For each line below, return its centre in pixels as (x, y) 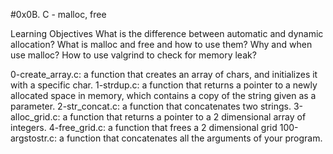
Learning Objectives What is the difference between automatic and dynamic (167, 33)
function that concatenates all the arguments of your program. (194, 138)
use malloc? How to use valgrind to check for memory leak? (133, 55)
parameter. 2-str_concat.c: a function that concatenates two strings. (151, 106)
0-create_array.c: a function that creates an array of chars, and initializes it (164, 74)
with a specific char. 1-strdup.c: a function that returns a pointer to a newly (164, 85)
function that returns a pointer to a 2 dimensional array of (188, 117)
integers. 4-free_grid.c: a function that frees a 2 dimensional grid (144, 127)
